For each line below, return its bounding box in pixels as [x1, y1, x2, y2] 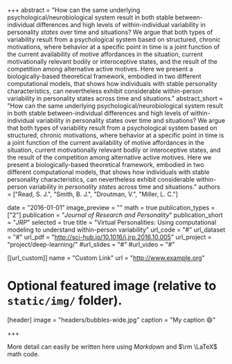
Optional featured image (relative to [7, 278, 217, 294]
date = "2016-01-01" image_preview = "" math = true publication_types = [7, 204, 215, 211]
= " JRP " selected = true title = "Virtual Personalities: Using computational [7, 218, 217, 226]
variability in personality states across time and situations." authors [28, 183, 220, 191]
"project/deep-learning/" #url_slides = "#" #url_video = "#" [7, 241, 175, 248]
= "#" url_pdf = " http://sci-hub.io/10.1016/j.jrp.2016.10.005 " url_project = [7, 233, 212, 241]
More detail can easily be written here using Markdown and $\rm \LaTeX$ [7, 343, 218, 351]
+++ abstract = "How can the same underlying [7, 6, 141, 14]
